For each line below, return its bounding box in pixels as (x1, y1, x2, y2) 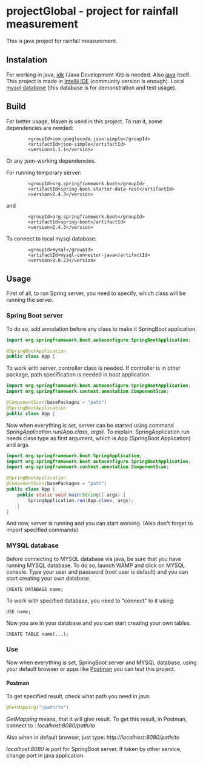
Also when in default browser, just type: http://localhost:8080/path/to (6, 733, 180, 741)
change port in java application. (6, 752, 85, 760)
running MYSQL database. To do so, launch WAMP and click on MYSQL (6, 562, 185, 569)
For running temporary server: (6, 169, 82, 176)
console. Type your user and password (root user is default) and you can (6, 568, 188, 575)
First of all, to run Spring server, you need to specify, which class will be (6, 290, 186, 297)
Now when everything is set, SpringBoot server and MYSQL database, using (6, 659, 197, 666)
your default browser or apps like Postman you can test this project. (6, 665, 176, 673)
